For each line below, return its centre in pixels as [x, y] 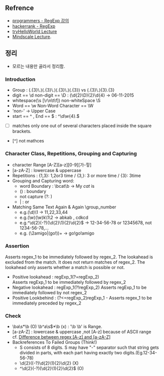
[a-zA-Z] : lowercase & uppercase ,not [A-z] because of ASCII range [82, 332]
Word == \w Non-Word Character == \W [53, 105]
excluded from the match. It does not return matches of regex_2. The [75, 262]
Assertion [17, 246]
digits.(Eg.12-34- [140, 352]
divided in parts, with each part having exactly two [71, 352]
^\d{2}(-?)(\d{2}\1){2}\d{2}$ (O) [52, 368]
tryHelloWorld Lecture [34, 31]
